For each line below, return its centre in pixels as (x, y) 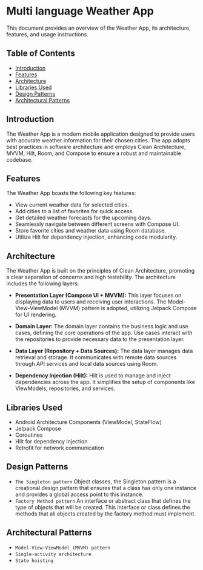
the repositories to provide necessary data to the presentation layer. (100, 339)
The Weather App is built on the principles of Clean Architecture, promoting (101, 271)
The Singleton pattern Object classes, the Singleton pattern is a (95, 481)
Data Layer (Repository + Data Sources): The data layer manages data (104, 351)
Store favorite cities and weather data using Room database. (91, 231)
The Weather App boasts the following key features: (71, 193)
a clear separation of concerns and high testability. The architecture (91, 277)
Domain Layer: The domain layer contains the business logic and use (102, 326)
